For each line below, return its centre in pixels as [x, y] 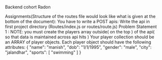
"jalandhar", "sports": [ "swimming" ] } [43, 52]
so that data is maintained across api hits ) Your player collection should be [80, 37]
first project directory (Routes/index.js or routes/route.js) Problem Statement [81, 27]
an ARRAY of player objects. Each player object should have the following [78, 42]
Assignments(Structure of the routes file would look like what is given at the [80, 16]
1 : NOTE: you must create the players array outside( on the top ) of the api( [80, 32]
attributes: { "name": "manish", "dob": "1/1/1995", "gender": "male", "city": [78, 47]
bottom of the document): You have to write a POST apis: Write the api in [77, 22]
